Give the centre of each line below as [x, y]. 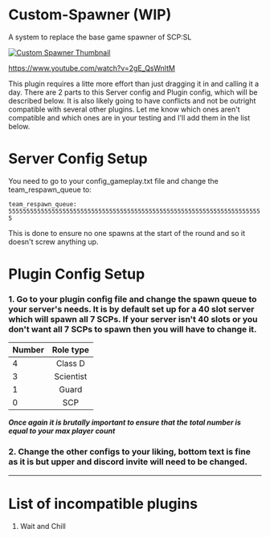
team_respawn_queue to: [50, 189]
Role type [71, 350]
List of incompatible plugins [103, 504]
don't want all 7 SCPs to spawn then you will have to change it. [133, 329]
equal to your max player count [62, 431]
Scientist [71, 376]
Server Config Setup [78, 159]
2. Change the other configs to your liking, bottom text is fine [130, 452]
